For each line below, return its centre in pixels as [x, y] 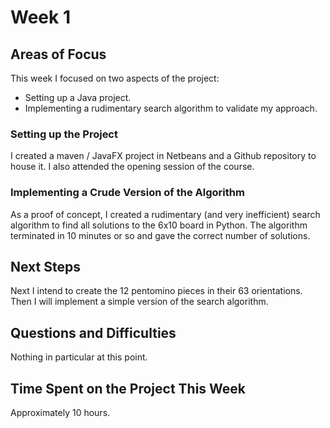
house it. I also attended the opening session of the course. [132, 167]
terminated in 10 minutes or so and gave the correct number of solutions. [160, 235]
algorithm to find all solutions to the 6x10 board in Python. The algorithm [159, 225]
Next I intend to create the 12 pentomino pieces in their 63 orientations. [156, 291]
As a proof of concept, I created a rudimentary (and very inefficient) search [165, 214]
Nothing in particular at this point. [79, 357]
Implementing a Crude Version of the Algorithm [127, 193]
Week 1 [40, 17]
